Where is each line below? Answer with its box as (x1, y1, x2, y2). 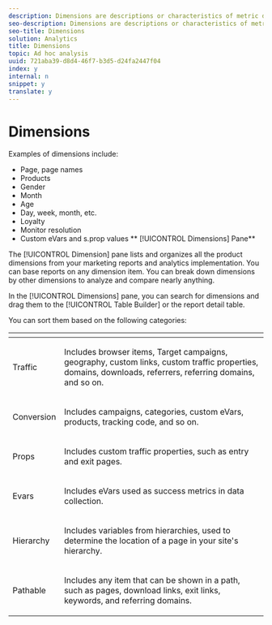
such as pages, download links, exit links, (63, 585, 221, 597)
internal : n (8, 72, 49, 80)
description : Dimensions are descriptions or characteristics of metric (8, 11, 259, 20)
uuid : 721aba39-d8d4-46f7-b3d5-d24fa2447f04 (8, 58, 161, 66)
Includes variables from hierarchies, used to (63, 525, 231, 537)
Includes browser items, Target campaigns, (63, 347, 228, 358)
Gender (19, 182, 46, 192)
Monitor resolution (19, 225, 82, 235)
